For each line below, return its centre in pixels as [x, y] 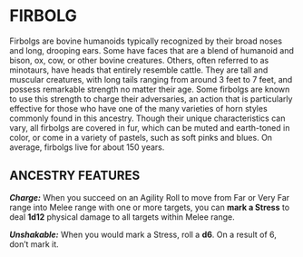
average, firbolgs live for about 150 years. [87, 147]
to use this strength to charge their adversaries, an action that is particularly [151, 99]
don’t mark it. [34, 244]
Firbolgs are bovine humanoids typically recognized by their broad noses [146, 41]
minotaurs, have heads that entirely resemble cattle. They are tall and [139, 70]
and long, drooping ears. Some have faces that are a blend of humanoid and [152, 50]
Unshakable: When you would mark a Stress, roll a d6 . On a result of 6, [143, 234]
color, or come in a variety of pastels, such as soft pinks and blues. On [141, 137]
